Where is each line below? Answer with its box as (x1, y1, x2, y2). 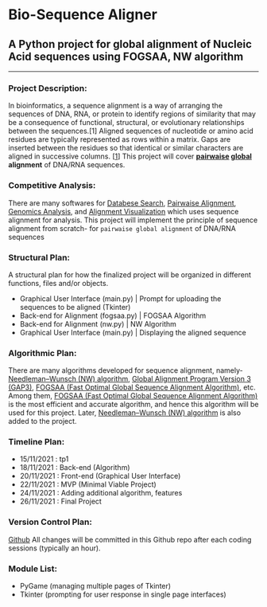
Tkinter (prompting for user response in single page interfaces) (19, 589, 226, 599)
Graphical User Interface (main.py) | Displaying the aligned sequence (19, 327, 246, 337)
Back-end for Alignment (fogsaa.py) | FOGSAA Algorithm (19, 311, 207, 320)
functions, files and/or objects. (8, 278, 109, 288)
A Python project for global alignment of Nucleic (8, 37, 253, 51)
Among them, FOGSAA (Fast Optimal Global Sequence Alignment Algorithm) (8, 391, 258, 401)
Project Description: (8, 82, 87, 93)
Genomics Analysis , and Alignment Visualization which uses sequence (8, 206, 239, 216)
